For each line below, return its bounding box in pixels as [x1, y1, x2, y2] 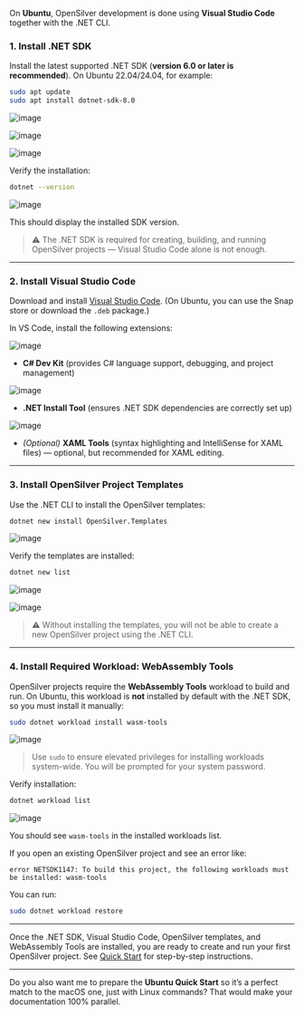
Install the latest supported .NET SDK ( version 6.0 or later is [9, 61, 234, 72]
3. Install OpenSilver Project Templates [9, 479, 184, 491]
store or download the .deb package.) [9, 305, 150, 316]
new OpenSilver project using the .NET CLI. [31, 629, 194, 640]
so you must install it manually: [9, 700, 124, 711]
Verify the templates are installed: [9, 550, 135, 561]
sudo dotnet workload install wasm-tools [9, 718, 168, 727]
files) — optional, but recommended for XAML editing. [22, 448, 224, 459]
